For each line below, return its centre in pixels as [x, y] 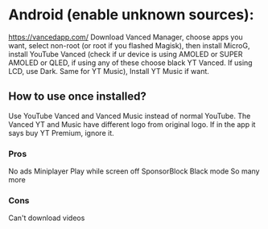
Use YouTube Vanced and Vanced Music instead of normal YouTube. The [130, 116]
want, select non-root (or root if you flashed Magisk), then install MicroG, [129, 45]
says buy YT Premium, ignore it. [61, 133]
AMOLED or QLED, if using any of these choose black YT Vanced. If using [130, 63]
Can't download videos [47, 218]
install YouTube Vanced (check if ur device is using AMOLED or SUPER [126, 54]
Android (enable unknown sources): [132, 15]
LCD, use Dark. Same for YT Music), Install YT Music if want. [109, 71]
